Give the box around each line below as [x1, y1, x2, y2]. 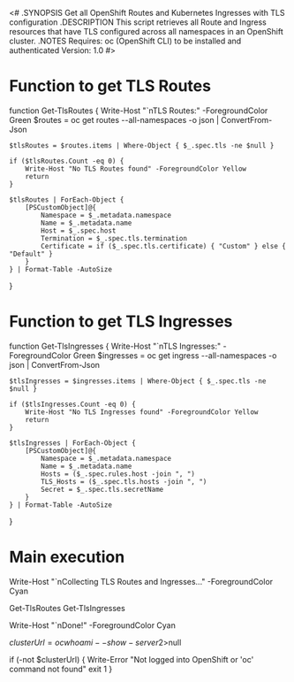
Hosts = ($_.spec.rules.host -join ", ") [41, 469, 196, 479]
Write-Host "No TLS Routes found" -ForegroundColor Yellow [25, 164, 247, 173]
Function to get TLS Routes [9, 76, 212, 96]
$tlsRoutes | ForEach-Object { [9, 195, 124, 204]
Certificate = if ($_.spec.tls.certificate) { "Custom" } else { [41, 241, 287, 250]
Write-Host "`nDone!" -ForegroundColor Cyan [9, 619, 177, 631]
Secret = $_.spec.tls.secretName [41, 485, 164, 494]
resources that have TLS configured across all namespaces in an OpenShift [9, 27, 284, 36]
